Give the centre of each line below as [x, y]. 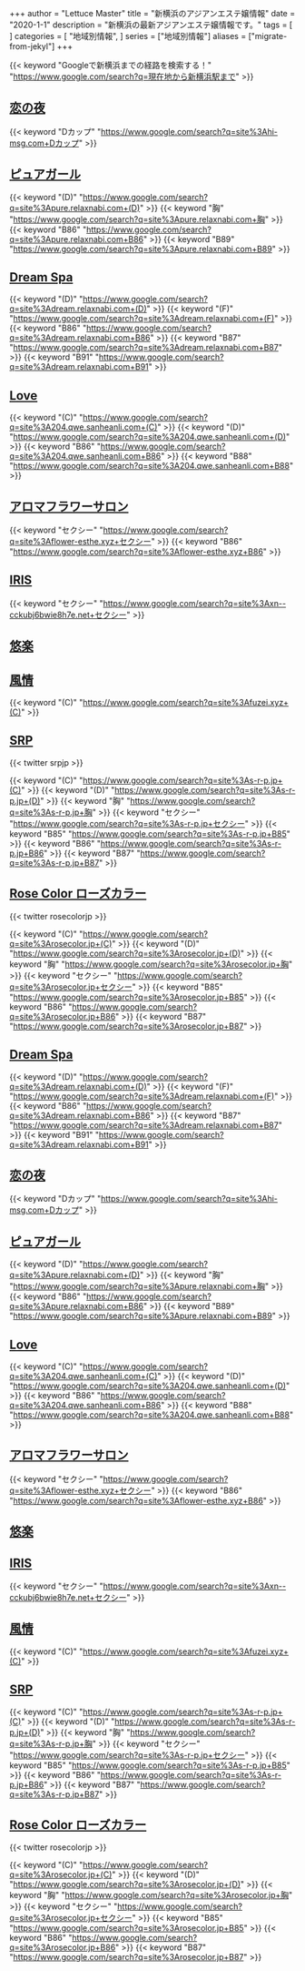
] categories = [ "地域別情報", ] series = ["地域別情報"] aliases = [128, 36]
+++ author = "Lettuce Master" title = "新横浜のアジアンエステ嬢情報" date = [152, 13]
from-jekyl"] [32, 46]
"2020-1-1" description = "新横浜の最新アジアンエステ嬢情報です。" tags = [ [151, 25]
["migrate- [268, 36]
